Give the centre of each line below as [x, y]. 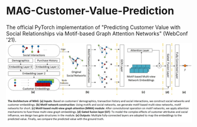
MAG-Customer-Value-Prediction [90, 11]
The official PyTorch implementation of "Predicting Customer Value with [93, 27]
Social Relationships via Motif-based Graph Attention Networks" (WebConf [97, 33]
